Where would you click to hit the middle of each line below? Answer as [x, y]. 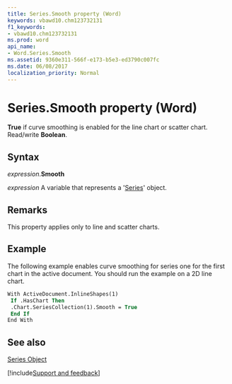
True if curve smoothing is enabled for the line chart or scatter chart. [108, 127]
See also [27, 342]
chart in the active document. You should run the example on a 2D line [110, 273]
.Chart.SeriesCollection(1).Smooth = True [74, 307]
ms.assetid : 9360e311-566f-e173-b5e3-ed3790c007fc [83, 60]
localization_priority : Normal [53, 73]
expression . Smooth [36, 174]
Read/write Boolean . [37, 135]
